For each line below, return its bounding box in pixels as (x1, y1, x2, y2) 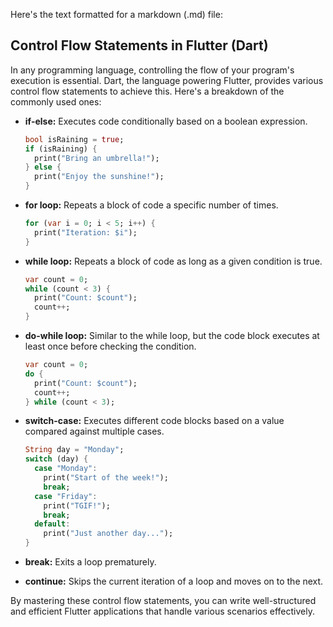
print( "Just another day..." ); (43, 529, 174, 539)
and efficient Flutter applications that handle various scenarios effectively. (10, 605, 315, 618)
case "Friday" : (34, 491, 98, 501)
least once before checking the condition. (24, 340, 197, 353)
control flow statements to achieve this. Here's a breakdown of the (10, 85, 285, 97)
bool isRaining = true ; (24, 134, 125, 144)
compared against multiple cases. (24, 425, 165, 438)
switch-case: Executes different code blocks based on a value (24, 415, 285, 427)
